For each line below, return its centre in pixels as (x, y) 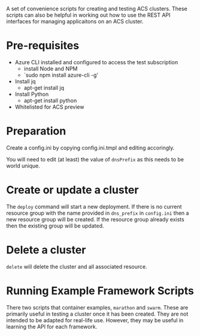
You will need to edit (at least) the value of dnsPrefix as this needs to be (95, 159)
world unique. (23, 166)
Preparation (36, 131)
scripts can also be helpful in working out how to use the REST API (88, 15)
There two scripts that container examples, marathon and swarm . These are (97, 307)
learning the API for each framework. (52, 326)
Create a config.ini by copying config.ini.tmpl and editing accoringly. (90, 148)
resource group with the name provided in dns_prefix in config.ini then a (98, 213)
